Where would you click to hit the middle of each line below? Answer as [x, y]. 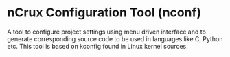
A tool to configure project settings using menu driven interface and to [106, 32]
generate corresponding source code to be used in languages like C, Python [115, 38]
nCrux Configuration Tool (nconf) [104, 13]
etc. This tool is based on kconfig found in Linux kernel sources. [97, 46]
